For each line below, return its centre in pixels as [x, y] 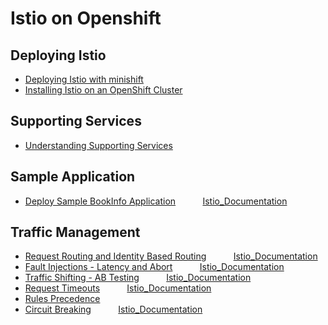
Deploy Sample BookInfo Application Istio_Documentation [156, 201]
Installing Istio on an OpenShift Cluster [103, 90]
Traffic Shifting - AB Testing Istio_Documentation [138, 278]
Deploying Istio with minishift [84, 79]
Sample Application [73, 177]
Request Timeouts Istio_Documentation [118, 288]
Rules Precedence [62, 299]
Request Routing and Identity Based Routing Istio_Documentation [171, 256]
